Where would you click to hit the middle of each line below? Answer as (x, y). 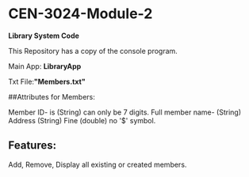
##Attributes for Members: (52, 96)
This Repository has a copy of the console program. (93, 51)
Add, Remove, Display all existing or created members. (98, 164)
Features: (33, 146)
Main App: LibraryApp (45, 66)
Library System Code (44, 36)
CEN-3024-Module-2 (80, 14)
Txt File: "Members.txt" (47, 81)
